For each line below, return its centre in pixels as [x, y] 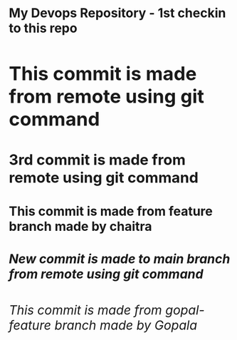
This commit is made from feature [111, 211]
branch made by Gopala [126, 325]
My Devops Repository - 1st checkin [117, 13]
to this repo [43, 28]
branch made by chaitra [80, 227]
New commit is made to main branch [120, 259]
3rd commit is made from [98, 159]
